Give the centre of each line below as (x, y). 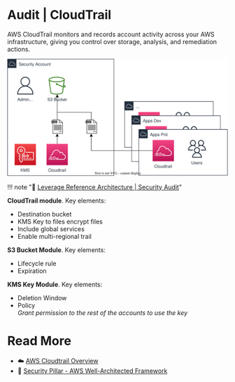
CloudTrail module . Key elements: (57, 201)
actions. (19, 49)
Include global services (51, 229)
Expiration (32, 271)
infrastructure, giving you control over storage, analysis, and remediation (112, 41)
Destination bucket (44, 214)
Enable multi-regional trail (55, 237)
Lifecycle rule (37, 264)
